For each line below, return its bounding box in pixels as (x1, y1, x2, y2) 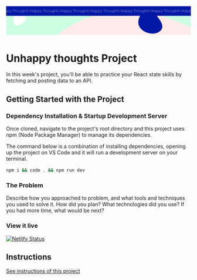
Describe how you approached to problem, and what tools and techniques (6, 194, 185, 202)
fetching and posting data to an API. (6, 77, 93, 85)
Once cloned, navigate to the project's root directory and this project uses (6, 125, 185, 132)
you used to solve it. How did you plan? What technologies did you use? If (6, 201, 185, 208)
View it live (6, 222, 38, 230)
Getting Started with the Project (6, 94, 124, 104)
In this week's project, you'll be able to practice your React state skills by (6, 71, 182, 78)
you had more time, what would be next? (6, 207, 104, 214)
